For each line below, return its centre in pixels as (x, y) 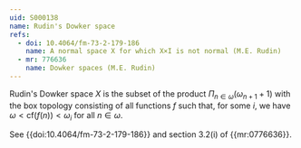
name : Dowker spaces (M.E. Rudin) (91, 69)
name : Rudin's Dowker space (63, 26)
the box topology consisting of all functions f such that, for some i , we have (150, 106)
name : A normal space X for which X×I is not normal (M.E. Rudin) (154, 51)
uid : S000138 (34, 18)
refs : (19, 34)
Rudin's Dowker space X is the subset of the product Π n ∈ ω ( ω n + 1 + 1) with (150, 94)
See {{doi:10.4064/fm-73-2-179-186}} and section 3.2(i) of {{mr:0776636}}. (150, 134)
